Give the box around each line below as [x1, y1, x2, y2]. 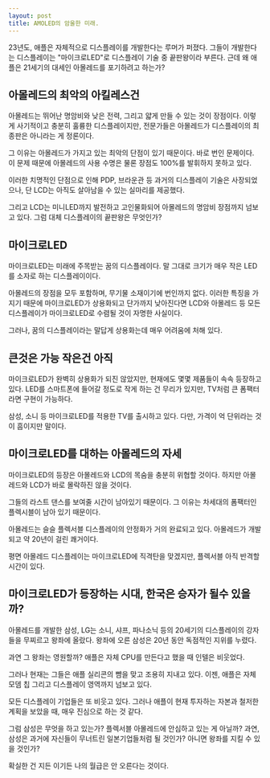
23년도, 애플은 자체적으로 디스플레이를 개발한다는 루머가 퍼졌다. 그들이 [8, 42, 230, 52]
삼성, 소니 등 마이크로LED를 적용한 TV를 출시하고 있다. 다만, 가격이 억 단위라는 [8, 411, 253, 420]
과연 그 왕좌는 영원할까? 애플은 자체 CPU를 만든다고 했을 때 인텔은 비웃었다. [8, 652, 245, 661]
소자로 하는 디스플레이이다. [16, 271, 101, 281]
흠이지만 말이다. [16, 421, 67, 431]
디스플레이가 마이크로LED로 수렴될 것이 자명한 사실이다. [8, 309, 183, 318]
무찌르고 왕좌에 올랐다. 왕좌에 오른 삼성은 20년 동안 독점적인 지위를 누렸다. [22, 635, 257, 645]
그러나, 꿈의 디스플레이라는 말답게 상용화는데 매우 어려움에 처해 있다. [8, 326, 223, 335]
